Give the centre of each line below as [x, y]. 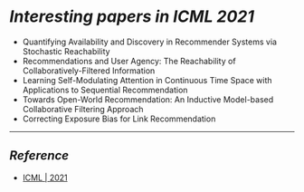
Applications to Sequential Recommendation [105, 90]
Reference [39, 156]
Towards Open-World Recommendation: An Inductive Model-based [148, 99]
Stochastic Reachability [66, 51]
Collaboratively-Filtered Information [89, 71]
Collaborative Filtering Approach [83, 109]
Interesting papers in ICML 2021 [132, 17]
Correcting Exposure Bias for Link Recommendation [119, 119]
